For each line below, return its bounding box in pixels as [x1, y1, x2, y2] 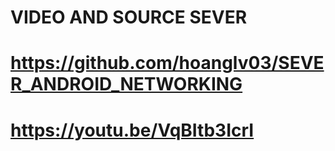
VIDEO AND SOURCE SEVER [10, 6, 248, 29]
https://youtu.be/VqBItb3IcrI [10, 119, 255, 141]
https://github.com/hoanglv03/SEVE [10, 52, 325, 75]
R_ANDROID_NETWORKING [10, 73, 243, 96]
